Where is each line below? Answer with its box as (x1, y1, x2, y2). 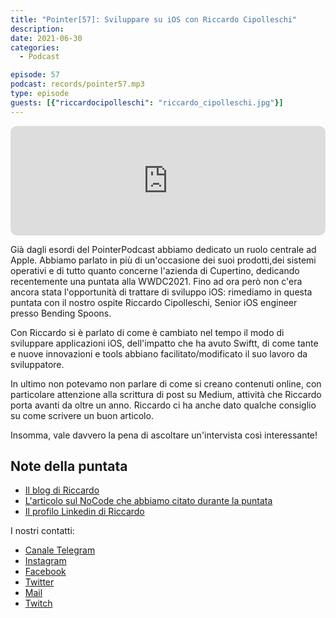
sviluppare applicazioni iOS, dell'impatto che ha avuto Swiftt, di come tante (10, 337, 319, 349)
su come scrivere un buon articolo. (10, 409, 154, 421)
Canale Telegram (24, 544, 96, 556)
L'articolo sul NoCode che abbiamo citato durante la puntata (24, 495, 273, 507)
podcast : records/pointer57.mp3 (10, 79, 145, 90)
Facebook (24, 566, 67, 578)
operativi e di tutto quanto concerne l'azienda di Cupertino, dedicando (10, 264, 300, 276)
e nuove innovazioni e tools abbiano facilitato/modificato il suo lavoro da (10, 347, 308, 360)
